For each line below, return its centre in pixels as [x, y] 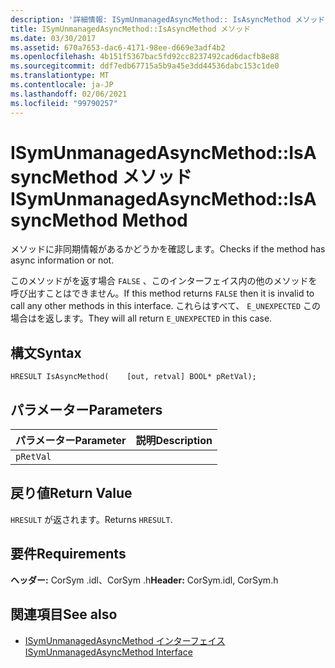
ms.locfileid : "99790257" [64, 103]
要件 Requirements [68, 554]
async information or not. [62, 260]
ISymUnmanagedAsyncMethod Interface [108, 652]
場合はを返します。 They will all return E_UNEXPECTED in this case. [141, 318]
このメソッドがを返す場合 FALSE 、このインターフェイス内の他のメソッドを [164, 281]
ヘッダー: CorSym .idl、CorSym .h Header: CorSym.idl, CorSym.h [144, 580]
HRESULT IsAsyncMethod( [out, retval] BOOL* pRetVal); [133, 377]
